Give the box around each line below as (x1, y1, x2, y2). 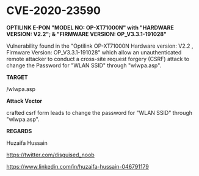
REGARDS (6, 127, 32, 134)
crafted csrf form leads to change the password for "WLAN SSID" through (6, 109, 193, 116)
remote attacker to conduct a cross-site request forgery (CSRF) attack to (6, 55, 190, 62)
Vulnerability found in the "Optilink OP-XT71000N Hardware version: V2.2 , (6, 42, 194, 50)
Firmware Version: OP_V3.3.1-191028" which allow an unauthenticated (6, 48, 182, 56)
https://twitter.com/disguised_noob (6, 151, 95, 158)
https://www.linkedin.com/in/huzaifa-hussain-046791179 (6, 163, 150, 170)
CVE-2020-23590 (6, 4, 101, 18)
